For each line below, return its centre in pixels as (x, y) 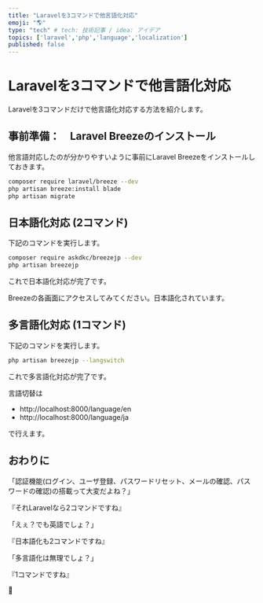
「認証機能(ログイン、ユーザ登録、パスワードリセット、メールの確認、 (122, 481)
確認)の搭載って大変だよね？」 (85, 491)
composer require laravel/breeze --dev (73, 182)
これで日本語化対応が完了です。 (60, 281)
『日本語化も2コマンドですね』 (58, 541)
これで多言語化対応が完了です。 (60, 376)
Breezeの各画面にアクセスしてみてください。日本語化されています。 (119, 298)
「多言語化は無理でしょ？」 (53, 557)
